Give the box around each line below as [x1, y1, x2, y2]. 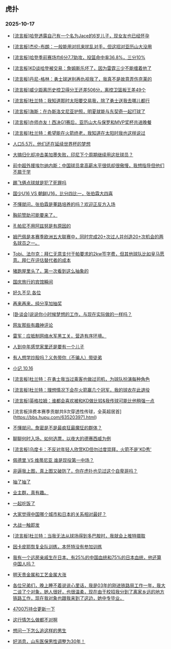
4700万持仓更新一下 [12, 606, 55, 612]
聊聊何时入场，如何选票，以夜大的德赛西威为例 [12, 435, 111, 441]
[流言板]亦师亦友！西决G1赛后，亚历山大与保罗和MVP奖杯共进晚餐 [12, 119, 152, 125]
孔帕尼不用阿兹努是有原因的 [12, 223, 71, 229]
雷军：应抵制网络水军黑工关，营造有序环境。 [12, 333, 107, 339]
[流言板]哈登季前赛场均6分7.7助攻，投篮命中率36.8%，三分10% [12, 54, 146, 60]
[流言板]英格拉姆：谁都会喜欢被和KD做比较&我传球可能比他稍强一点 [12, 397, 155, 403]
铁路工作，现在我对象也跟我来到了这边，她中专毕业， [12, 595, 125, 601]
